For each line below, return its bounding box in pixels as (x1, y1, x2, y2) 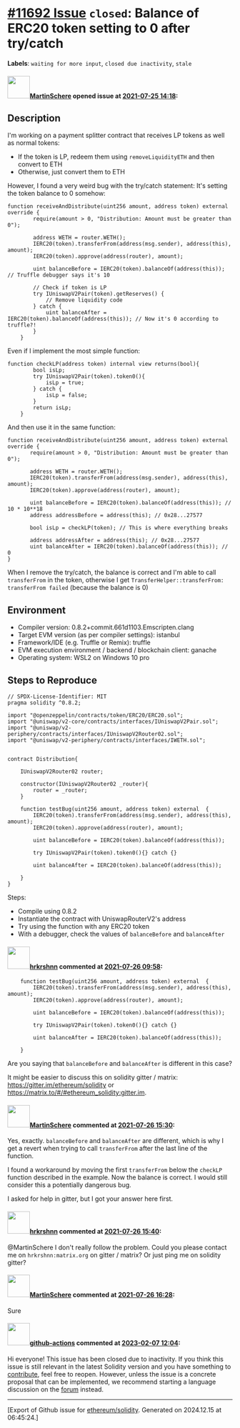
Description (7, 112, 61, 124)
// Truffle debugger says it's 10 (7, 271, 111, 279)
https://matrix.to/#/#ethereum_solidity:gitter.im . (7, 1088, 147, 1097)
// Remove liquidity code (45, 296, 123, 304)
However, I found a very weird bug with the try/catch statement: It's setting (7, 181, 228, 190)
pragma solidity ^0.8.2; (7, 699, 81, 706)
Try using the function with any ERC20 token (17, 922, 150, 930)
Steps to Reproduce (7, 674, 98, 686)
